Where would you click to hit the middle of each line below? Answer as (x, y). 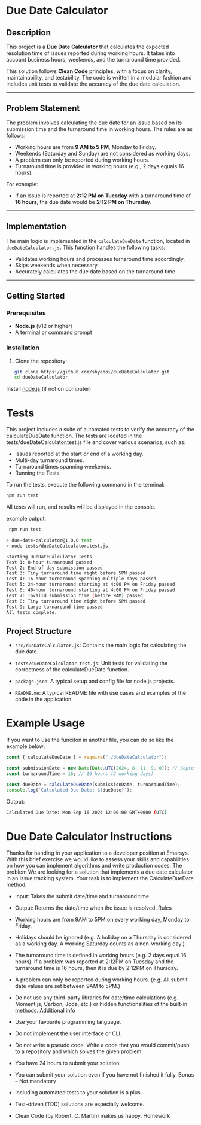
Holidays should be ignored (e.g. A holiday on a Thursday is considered (103, 938)
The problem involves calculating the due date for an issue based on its (94, 123)
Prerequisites (26, 313)
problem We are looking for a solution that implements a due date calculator (100, 872)
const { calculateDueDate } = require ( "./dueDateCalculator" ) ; (87, 758)
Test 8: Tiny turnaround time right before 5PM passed (76, 601)
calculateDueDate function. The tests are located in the (74, 436)
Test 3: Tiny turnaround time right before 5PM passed (76, 573)
